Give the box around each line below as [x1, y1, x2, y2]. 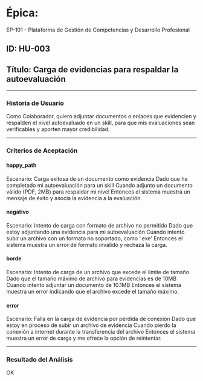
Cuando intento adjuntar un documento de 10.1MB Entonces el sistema [6, 281, 181, 288]
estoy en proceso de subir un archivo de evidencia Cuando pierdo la [6, 322, 176, 329]
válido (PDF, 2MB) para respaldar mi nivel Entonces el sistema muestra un [6, 188, 190, 195]
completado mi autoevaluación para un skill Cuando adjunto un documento [6, 181, 193, 189]
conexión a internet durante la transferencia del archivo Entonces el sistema [6, 328, 195, 335]
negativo [6, 208, 29, 215]
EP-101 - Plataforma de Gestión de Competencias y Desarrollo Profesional [6, 26, 190, 33]
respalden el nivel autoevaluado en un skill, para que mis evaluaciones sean [6, 119, 195, 127]
